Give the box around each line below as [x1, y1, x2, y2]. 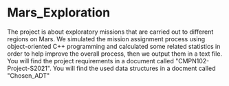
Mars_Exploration [7, 5, 111, 21]
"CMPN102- [175, 56, 210, 65]
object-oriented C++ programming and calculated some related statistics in [7, 42, 221, 50]
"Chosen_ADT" [7, 71, 50, 80]
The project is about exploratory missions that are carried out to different [7, 28, 214, 36]
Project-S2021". [7, 64, 52, 72]
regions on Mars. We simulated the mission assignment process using [7, 34, 206, 43]
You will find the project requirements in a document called [7, 56, 174, 65]
